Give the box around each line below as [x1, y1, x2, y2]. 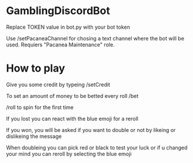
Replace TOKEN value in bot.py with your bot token [6, 23, 131, 30]
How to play [6, 62, 65, 75]
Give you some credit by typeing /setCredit [6, 81, 111, 88]
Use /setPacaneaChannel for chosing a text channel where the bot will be [6, 35, 184, 42]
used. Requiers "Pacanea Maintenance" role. [6, 41, 115, 48]
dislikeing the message [6, 133, 62, 140]
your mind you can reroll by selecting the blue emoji [6, 150, 132, 157]
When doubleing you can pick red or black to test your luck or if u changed [6, 144, 188, 151]
